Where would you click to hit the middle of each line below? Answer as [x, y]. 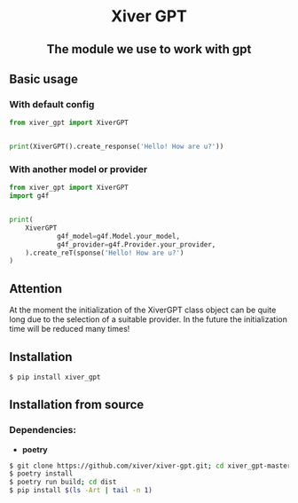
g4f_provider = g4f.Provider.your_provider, [136, 244]
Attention [35, 289]
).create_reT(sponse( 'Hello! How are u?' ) [105, 253]
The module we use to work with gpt [149, 49]
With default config [52, 104]
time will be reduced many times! [70, 329]
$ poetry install [41, 474]
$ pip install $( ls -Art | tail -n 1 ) [81, 491]
